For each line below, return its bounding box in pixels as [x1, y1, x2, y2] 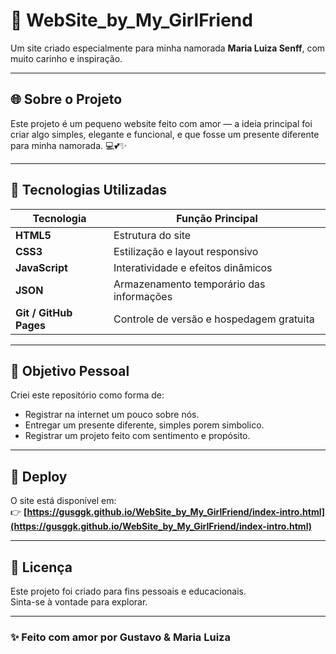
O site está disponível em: [10, 495, 117, 507]
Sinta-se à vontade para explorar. [10, 596, 148, 608]
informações [113, 289, 173, 303]
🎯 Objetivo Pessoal [10, 362, 130, 379]
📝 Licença [10, 559, 73, 576]
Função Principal [176, 211, 258, 225]
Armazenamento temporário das [113, 277, 266, 291]
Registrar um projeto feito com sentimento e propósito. [24, 430, 251, 442]
